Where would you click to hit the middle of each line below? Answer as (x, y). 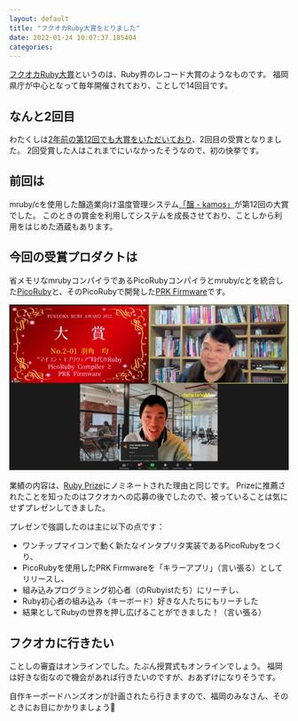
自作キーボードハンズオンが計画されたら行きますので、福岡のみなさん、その (149, 696)
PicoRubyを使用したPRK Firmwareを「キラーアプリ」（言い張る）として (153, 568)
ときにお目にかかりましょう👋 (63, 707)
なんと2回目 (42, 116)
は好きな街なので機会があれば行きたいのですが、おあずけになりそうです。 (145, 677)
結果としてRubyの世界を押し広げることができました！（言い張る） (144, 613)
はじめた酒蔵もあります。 (71, 226)
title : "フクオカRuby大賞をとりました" (74, 28)
